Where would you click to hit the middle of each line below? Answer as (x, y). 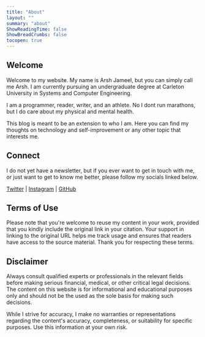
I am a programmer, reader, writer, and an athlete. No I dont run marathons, (101, 105)
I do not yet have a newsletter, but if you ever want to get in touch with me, (100, 170)
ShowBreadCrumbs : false (37, 35)
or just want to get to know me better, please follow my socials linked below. (102, 177)
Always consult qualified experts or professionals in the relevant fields (95, 276)
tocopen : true (24, 40)
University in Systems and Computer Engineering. (69, 93)
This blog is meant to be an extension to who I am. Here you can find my (98, 123)
